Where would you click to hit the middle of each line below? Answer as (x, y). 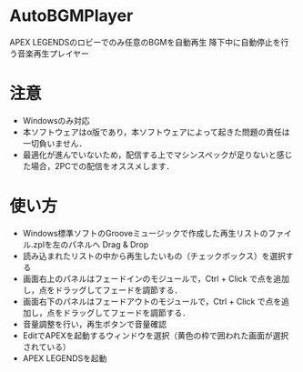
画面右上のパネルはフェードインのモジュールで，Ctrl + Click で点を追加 (156, 278)
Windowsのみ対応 (56, 120)
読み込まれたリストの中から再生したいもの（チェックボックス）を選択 (154, 256)
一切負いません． (55, 143)
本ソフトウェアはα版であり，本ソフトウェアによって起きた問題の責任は (156, 132)
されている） (46, 347)
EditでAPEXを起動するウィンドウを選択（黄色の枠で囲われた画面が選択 (156, 335)
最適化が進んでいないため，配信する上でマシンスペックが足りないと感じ (157, 155)
